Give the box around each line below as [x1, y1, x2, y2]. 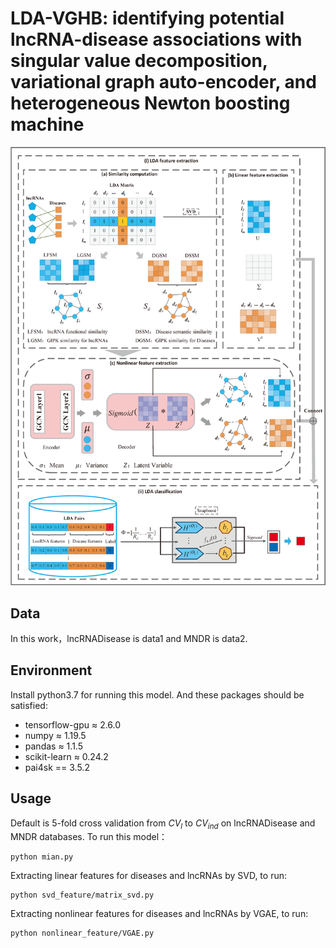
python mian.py [10, 852, 74, 862]
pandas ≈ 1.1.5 [24, 740, 83, 752]
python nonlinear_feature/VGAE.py [10, 928, 155, 939]
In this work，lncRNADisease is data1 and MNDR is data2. [10, 632, 248, 644]
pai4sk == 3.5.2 [24, 761, 90, 773]
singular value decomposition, [10, 50, 268, 72]
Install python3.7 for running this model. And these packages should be [10, 688, 305, 701]
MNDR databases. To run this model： [10, 831, 168, 843]
